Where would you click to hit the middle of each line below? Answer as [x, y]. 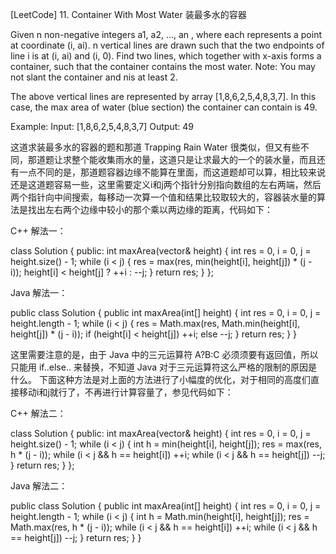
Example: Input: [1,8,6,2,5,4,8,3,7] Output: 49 [102, 126]
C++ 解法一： [38, 231]
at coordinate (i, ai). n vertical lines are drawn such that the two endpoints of [167, 45]
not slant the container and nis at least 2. [94, 77]
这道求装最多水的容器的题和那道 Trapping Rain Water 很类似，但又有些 [155, 147]
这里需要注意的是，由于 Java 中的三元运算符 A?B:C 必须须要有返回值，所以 [164, 354]
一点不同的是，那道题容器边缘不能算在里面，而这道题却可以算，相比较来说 [172, 172]
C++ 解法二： [38, 413]
